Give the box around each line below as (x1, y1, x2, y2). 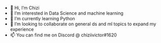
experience (10, 26, 34, 32)
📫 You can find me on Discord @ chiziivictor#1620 (10, 32, 117, 38)
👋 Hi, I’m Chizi (10, 5, 40, 11)
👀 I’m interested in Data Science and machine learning (10, 10, 123, 16)
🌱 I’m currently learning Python (10, 16, 75, 21)
